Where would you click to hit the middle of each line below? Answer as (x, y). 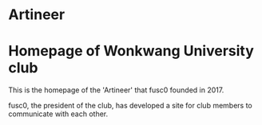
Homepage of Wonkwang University (131, 51)
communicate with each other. (58, 114)
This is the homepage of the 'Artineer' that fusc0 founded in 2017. (116, 90)
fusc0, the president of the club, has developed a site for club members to (131, 106)
